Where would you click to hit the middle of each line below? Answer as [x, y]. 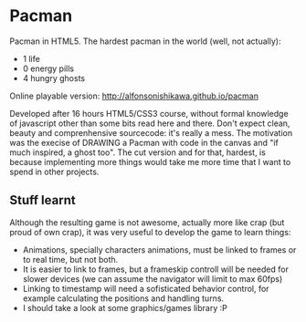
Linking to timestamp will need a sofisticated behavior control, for [146, 288]
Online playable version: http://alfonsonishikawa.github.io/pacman [134, 96]
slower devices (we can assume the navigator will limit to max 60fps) [153, 278]
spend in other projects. [54, 171]
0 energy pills [48, 68]
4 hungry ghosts [53, 78]
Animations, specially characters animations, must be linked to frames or [159, 249]
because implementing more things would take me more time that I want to [150, 161]
